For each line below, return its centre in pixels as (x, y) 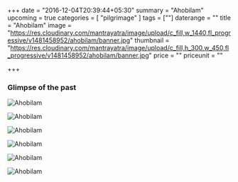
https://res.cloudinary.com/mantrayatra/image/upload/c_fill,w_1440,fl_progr (120, 33)
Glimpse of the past (42, 87)
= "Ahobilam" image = (40, 25)
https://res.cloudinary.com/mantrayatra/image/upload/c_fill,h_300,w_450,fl (120, 48)
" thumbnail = (150, 40)
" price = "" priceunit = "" (186, 55)
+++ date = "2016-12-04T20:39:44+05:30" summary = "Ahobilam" (106, 10)
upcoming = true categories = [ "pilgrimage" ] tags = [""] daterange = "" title (119, 18)
